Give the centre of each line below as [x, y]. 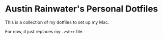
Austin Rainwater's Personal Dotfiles [81, 9]
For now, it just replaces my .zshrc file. [44, 31]
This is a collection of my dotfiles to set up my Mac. [57, 22]
